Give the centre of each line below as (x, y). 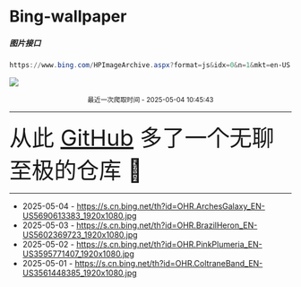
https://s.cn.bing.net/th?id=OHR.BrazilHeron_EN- (167, 225)
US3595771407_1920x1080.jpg (78, 254)
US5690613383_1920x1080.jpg (79, 216)
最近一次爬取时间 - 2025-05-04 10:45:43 (150, 100)
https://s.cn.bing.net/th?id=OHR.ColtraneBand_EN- (169, 264)
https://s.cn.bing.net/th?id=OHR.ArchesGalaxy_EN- (171, 206)
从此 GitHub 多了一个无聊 (142, 138)
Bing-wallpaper (68, 17)
